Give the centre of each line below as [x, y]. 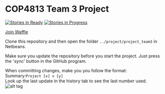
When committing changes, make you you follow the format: [66, 70]
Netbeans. [15, 46]
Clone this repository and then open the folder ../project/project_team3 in [81, 41]
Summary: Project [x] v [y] [34, 75]
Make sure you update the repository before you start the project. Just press [82, 56]
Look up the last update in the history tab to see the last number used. [76, 81]
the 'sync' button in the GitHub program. [46, 61]
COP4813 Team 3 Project [57, 9]
